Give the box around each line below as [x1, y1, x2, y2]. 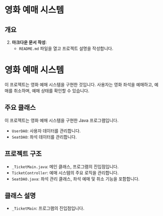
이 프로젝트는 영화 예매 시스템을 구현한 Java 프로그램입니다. [4, 117, 119, 123]
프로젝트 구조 [4, 150, 42, 158]
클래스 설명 [4, 192, 36, 200]
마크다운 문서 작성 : [11, 40, 47, 45]
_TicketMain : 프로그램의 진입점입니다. [11, 205, 85, 211]
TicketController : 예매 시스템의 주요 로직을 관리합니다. [11, 169, 119, 175]
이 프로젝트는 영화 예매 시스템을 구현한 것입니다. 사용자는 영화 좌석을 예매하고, [4, 81, 154, 87]
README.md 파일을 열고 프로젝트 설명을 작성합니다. [19, 46, 114, 51]
